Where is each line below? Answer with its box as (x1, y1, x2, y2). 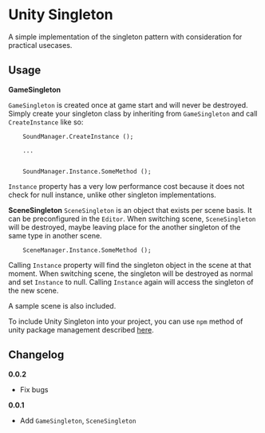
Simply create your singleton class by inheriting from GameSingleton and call (8, 108, 258, 118)
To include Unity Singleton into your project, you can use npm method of (8, 317, 243, 326)
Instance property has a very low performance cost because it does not (8, 181, 245, 191)
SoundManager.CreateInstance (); (22, 132, 134, 140)
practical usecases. (8, 40, 73, 49)
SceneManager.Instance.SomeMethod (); (22, 246, 152, 254)
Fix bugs (19, 384, 49, 394)
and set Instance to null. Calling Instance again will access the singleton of (8, 277, 254, 286)
